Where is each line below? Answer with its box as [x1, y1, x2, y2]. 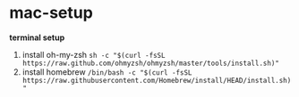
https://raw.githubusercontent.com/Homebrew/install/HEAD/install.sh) [21, 76, 292, 85]
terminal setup [9, 32, 65, 43]
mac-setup [9, 3, 94, 23]
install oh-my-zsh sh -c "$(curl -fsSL [21, 49, 166, 60]
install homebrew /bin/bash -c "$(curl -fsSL [21, 66, 192, 77]
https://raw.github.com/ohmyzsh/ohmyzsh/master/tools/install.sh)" [21, 59, 279, 68]
